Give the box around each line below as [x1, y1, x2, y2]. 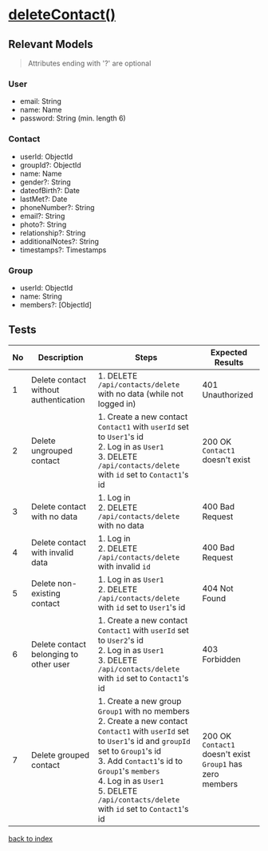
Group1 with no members [97, 705, 190, 716]
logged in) [97, 398, 136, 409]
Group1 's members [97, 765, 160, 776]
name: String [19, 291, 62, 301]
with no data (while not [97, 388, 183, 399]
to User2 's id [97, 635, 144, 646]
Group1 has [202, 758, 243, 770]
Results [214, 357, 244, 368]
